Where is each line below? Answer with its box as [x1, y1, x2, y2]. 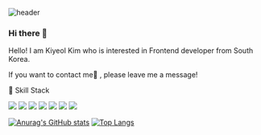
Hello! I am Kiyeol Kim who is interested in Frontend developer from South [8, 46, 254, 55]
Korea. [8, 55, 31, 64]
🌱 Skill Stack [8, 85, 50, 96]
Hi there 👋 [8, 27, 48, 39]
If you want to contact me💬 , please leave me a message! [8, 70, 198, 80]
